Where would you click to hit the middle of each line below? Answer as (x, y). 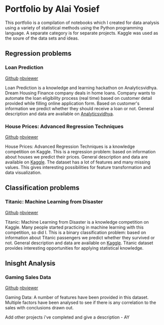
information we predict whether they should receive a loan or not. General (80, 108)
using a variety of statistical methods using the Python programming (74, 27)
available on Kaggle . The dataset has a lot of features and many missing (78, 162)
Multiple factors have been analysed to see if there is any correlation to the (81, 302)
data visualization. (23, 172)
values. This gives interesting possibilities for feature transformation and (78, 167)
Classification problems (42, 188)
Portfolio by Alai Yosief (52, 9)
